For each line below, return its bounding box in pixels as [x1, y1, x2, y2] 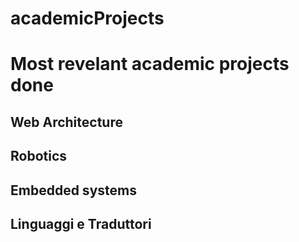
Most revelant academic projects [10, 53, 290, 76]
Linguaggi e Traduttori [10, 215, 152, 232]
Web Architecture [10, 113, 123, 131]
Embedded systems [10, 182, 137, 199]
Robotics [10, 148, 68, 165]
